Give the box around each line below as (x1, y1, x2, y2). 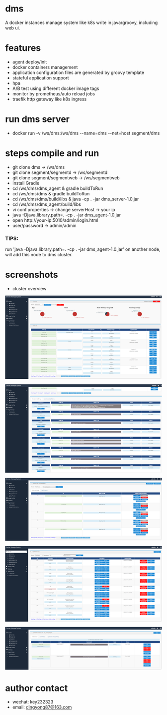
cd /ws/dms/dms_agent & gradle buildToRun (12, 185, 103, 191)
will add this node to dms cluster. (5, 252, 73, 258)
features (5, 42, 41, 54)
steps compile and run (5, 148, 99, 159)
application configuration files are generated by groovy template (12, 69, 145, 75)
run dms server (5, 113, 70, 125)
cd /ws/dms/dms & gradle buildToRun (12, 190, 90, 196)
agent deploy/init (12, 58, 47, 65)
